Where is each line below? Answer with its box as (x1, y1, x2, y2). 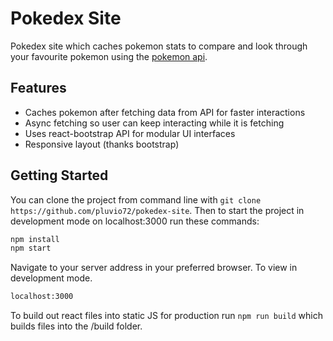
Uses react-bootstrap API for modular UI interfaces (24, 127, 236, 139)
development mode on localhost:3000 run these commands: (10, 215, 260, 227)
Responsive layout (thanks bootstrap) (24, 138, 180, 150)
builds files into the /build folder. (10, 320, 143, 332)
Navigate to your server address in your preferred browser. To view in (10, 262, 298, 274)
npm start (10, 243, 52, 254)
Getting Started (10, 167, 109, 184)
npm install (10, 234, 60, 244)
